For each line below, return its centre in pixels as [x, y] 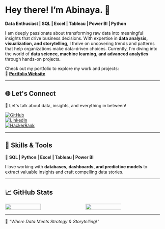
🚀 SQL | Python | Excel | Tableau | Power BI [50, 157]
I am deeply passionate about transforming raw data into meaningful [74, 33]
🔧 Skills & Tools [29, 146]
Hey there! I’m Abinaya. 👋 [58, 10]
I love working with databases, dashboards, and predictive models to [76, 166]
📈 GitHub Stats [29, 192]
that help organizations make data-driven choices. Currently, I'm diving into [81, 48]
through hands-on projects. [33, 59]
